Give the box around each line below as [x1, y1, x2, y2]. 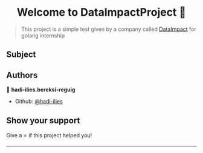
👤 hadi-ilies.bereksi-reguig [6, 86, 76, 93]
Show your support [6, 115, 80, 126]
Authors [6, 70, 38, 80]
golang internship [21, 31, 65, 39]
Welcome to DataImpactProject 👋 [17, 5, 186, 19]
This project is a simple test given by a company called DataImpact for [21, 25, 196, 33]
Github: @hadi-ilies [14, 98, 63, 105]
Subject [6, 50, 36, 60]
